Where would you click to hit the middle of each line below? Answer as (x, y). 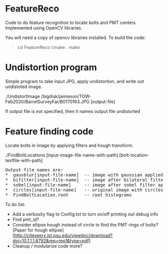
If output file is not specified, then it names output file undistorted (73, 111)
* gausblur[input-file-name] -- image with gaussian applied (84, 175)
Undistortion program (51, 67)
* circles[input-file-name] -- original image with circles (84, 190)
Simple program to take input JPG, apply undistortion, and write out (74, 81)
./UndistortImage (22, 96)
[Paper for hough (30, 230)
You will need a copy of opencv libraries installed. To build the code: (75, 37)
